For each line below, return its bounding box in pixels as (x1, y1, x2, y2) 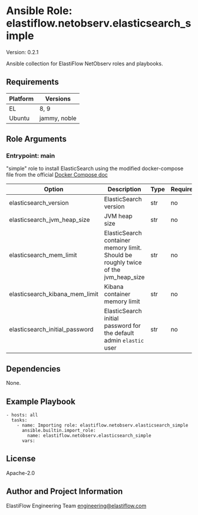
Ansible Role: (6, 4, 72, 18)
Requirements (6, 77, 59, 87)
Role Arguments (6, 134, 67, 144)
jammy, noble (39, 114, 77, 122)
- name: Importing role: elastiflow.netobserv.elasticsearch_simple (16, 423, 189, 428)
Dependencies (6, 364, 61, 374)
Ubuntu (9, 114, 30, 122)
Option (44, 185, 64, 194)
